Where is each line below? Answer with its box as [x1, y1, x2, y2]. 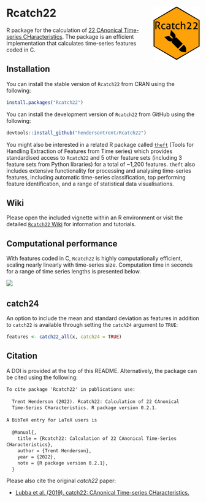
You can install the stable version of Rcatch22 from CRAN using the [6, 80, 175, 87]
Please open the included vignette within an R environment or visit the [6, 214, 183, 221]
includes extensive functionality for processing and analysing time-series [6, 167, 191, 175]
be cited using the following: [6, 374, 78, 381]
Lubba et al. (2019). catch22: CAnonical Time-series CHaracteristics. [15, 488, 189, 496]
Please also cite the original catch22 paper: [6, 477, 116, 484]
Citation [6, 351, 38, 361]
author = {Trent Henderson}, [17, 447, 92, 454]
